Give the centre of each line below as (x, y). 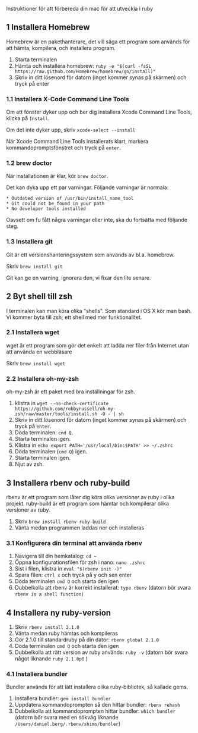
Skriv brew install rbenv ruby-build (60, 521)
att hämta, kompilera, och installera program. (61, 48)
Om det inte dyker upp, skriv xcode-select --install (71, 130)
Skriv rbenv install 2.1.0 (47, 627)
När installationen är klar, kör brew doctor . (57, 176)
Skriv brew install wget (36, 363)
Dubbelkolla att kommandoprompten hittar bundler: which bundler (95, 711)
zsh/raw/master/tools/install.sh (56, 414)
